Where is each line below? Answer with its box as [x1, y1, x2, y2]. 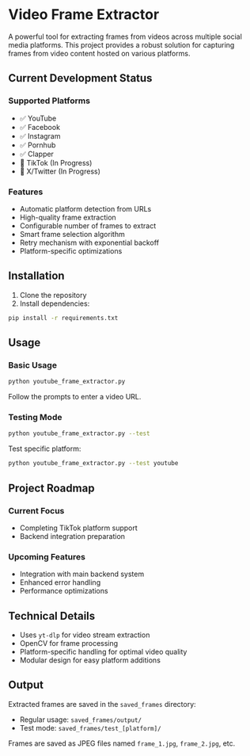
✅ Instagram [19, 131, 61, 140]
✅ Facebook [19, 122, 61, 132]
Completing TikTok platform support [19, 523, 138, 533]
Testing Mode [8, 412, 62, 423]
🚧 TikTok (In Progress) [19, 158, 93, 167]
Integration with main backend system [19, 569, 145, 579]
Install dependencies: [19, 299, 90, 308]
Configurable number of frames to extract [19, 220, 157, 231]
